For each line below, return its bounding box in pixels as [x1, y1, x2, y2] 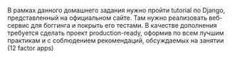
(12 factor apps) [7, 44, 54, 52]
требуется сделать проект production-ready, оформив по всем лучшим [7, 28, 224, 37]
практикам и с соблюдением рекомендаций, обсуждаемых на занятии [7, 36, 224, 45]
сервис [7, 21, 30, 29]
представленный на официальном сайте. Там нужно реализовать [7, 14, 208, 22]
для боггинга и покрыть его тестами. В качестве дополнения [31, 21, 217, 29]
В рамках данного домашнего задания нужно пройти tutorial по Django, [7, 6, 226, 14]
